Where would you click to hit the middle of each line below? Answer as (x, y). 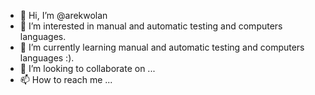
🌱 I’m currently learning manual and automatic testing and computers (162, 47)
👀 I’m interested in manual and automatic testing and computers (151, 26)
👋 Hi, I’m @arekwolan (63, 15)
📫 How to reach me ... (66, 79)
